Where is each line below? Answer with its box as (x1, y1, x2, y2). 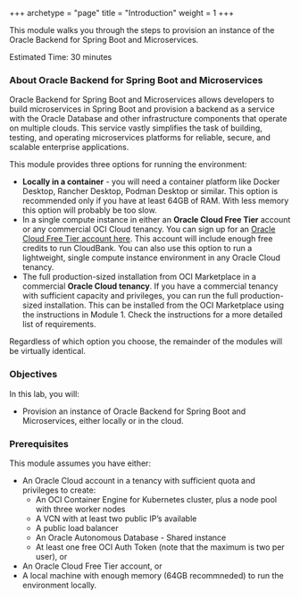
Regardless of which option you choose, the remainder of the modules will (9, 336, 283, 347)
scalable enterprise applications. (9, 142, 129, 153)
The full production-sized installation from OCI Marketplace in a (21, 272, 257, 283)
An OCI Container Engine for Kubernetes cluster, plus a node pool (35, 494, 278, 504)
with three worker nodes (35, 503, 127, 514)
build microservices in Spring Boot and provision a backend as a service (9, 104, 275, 114)
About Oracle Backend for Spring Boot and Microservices (9, 73, 263, 86)
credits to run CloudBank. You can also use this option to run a (21, 243, 253, 254)
